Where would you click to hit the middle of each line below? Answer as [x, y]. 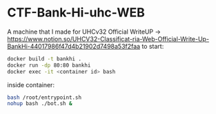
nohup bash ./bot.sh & [40, 104]
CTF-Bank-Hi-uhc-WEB [76, 13]
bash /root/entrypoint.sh [44, 98]
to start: [153, 46]
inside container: [31, 84]
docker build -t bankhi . [44, 59]
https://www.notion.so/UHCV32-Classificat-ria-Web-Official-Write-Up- [108, 38]
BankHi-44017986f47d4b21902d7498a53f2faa [73, 46]
